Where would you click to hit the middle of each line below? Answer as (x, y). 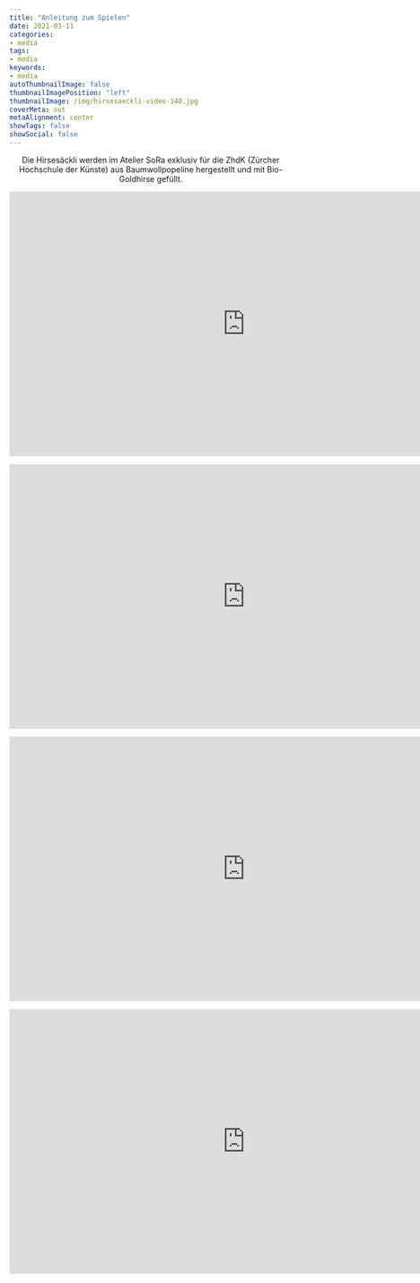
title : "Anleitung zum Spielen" (70, 17)
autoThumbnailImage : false (60, 84)
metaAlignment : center (52, 118)
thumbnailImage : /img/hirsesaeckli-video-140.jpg (104, 101)
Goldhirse (137, 179)
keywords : (28, 68)
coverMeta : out (38, 109)
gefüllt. (170, 179)
